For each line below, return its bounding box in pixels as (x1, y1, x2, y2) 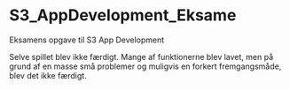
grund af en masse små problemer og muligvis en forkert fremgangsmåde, (9, 61, 282, 71)
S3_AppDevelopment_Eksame (9, 5, 237, 26)
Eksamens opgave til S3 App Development (9, 34, 165, 45)
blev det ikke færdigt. (9, 70, 87, 80)
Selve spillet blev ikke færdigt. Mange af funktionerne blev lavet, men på (9, 51, 273, 62)
